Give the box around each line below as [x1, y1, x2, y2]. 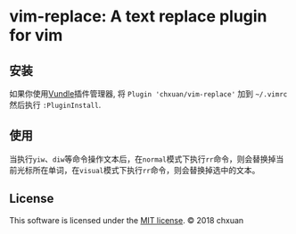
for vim [9, 25, 63, 46]
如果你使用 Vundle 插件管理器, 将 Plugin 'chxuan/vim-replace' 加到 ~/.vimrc [9, 88, 288, 99]
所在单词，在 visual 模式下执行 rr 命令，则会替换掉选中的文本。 [32, 164, 260, 175]
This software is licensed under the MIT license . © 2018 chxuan [9, 214, 244, 225]
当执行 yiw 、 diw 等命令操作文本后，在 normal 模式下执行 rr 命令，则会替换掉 [9, 154, 276, 164]
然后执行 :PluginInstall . [9, 100, 102, 110]
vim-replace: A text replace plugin [9, 6, 267, 27]
